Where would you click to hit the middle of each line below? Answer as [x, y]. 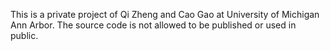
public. [24, 35]
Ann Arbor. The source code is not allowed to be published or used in [153, 25]
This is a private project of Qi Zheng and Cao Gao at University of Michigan [165, 14]
